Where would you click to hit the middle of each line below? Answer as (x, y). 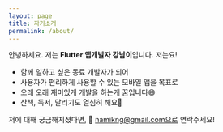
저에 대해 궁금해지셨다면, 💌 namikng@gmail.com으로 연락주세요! (111, 120)
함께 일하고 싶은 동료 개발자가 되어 (74, 72)
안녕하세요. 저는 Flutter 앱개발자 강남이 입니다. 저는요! (93, 55)
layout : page (30, 16)
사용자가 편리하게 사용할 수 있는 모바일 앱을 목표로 (99, 83)
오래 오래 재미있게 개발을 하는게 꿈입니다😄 (88, 92)
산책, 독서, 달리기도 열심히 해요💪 (71, 103)
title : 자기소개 (32, 23)
